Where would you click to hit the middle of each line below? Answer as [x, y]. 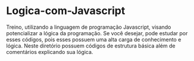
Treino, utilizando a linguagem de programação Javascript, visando [89, 27]
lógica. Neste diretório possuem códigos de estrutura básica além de [91, 46]
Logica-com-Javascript [66, 11]
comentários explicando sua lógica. [50, 52]
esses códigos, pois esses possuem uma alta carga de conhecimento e [94, 39]
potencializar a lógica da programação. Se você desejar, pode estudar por [97, 33]
